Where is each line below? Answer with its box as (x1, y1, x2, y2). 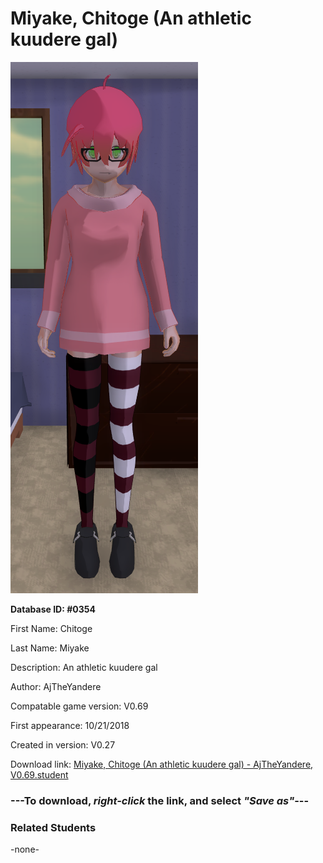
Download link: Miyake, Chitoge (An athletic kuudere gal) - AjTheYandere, (10, 758, 314, 770)
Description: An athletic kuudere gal (10, 661, 158, 673)
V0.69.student (10, 768, 69, 781)
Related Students (10, 820, 97, 834)
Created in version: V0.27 (10, 738, 116, 751)
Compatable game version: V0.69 (10, 700, 149, 712)
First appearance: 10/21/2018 (10, 719, 130, 731)
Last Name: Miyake (10, 642, 90, 654)
